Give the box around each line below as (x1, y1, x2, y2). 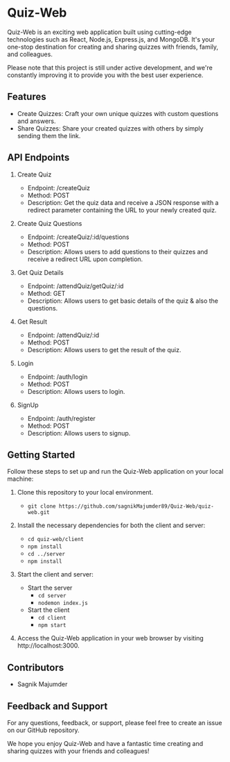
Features (7, 91, 46, 103)
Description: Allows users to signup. (27, 429, 131, 437)
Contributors (7, 661, 64, 673)
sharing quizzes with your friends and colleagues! (7, 747, 150, 755)
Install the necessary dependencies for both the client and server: (17, 521, 206, 529)
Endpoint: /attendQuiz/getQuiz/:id (27, 281, 124, 290)
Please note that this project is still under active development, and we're (7, 63, 213, 72)
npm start (37, 622, 67, 629)
